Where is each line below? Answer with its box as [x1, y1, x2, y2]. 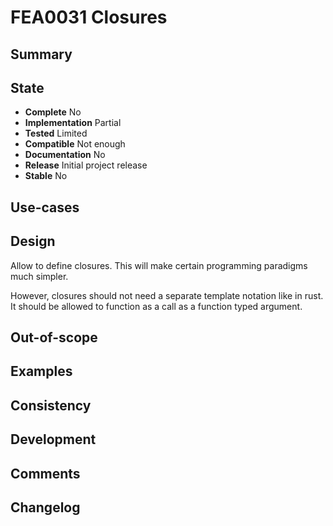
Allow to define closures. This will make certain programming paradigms [10, 259, 308, 271]
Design [10, 233, 56, 250]
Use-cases [10, 199, 80, 216]
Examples [10, 363, 73, 380]
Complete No [24, 106, 82, 118]
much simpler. [10, 270, 69, 282]
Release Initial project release [24, 159, 148, 171]
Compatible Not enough [24, 138, 126, 150]
